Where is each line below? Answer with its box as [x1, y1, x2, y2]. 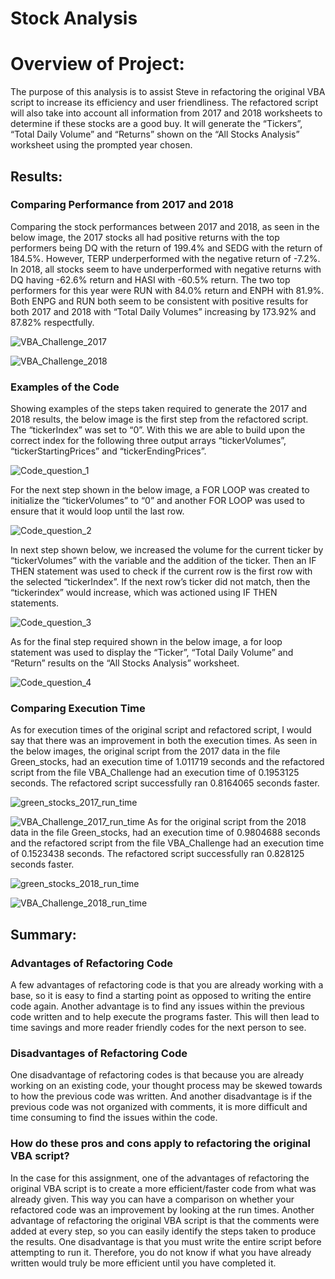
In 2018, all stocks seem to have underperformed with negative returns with [10, 263, 322, 275]
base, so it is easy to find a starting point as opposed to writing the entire [10, 990, 312, 1002]
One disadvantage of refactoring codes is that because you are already [10, 1069, 305, 1081]
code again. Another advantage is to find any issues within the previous [10, 1000, 305, 1012]
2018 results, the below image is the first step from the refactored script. [10, 413, 309, 426]
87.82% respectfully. [10, 316, 95, 328]
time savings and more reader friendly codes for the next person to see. [10, 1022, 307, 1034]
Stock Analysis [10, 7, 138, 30]
